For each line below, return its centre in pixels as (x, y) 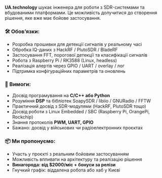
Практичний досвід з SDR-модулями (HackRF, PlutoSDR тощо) (79, 106)
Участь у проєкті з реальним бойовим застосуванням (70, 154)
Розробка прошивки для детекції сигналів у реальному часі (77, 45)
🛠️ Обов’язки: (22, 31)
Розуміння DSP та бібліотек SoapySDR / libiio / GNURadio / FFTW (82, 101)
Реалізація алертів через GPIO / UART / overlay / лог (68, 66)
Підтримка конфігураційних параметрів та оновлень (69, 71)
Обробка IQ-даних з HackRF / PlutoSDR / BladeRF (65, 50)
